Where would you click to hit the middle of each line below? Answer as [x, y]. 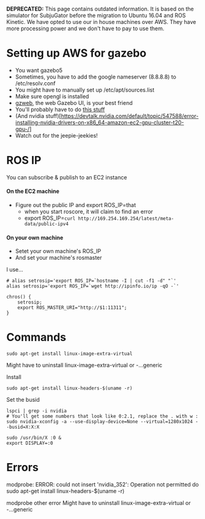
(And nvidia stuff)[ [38, 115]
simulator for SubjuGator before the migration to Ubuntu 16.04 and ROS [96, 15]
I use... [15, 270]
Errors [22, 468]
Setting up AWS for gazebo [76, 53]
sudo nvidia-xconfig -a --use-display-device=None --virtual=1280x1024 [99, 422]
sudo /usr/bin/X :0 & [34, 438]
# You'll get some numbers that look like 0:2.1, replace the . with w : [102, 416]
